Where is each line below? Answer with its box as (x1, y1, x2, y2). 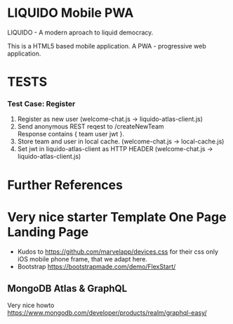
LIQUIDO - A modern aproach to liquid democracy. (7, 28, 154, 37)
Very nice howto (7, 301, 55, 310)
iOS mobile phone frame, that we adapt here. (17, 254, 147, 263)
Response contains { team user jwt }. (17, 130, 125, 138)
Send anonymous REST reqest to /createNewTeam (17, 122, 164, 131)
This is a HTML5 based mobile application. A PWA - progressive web (7, 41, 207, 50)
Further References (7, 177, 123, 193)
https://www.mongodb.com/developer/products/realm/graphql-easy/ (7, 309, 207, 317)
